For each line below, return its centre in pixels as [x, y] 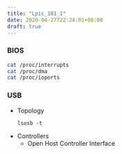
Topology [31, 110]
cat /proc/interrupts [38, 65]
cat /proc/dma [28, 71]
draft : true [24, 26]
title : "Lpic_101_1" [37, 13]
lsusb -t [30, 123]
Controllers [33, 136]
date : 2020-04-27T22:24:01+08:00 [55, 20]
